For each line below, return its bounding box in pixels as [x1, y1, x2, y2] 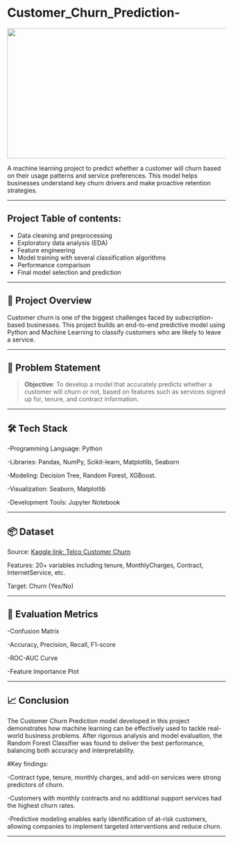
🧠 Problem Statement [7, 362, 101, 373]
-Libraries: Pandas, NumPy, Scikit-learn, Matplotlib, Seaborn [7, 458, 180, 466]
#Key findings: [7, 759, 49, 768]
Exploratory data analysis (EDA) [17, 238, 108, 247]
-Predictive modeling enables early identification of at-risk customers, [7, 814, 207, 823]
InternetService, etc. [7, 568, 66, 577]
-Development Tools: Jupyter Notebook [7, 498, 121, 507]
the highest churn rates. [7, 801, 76, 809]
